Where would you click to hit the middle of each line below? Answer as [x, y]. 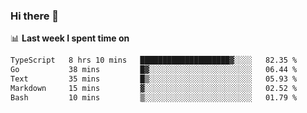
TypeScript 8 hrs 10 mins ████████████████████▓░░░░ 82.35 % [154, 60]
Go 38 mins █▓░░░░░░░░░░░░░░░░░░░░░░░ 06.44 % [154, 70]
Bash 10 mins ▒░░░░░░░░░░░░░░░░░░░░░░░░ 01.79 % [154, 97]
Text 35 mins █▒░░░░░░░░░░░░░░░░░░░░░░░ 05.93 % [154, 79]
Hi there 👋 [35, 16]
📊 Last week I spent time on [70, 38]
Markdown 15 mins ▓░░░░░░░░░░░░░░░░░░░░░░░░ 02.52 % [154, 88]
